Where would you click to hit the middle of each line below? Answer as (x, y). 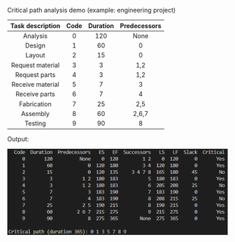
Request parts (35, 74)
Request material (35, 65)
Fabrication (35, 104)
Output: (18, 138)
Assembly (35, 113)
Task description (35, 26)
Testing (35, 123)
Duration (101, 26)
